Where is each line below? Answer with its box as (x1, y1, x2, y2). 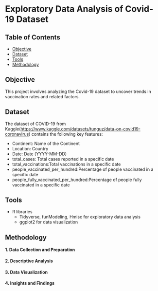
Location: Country (12, 145, 49, 151)
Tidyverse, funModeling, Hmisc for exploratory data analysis (19, 214, 141, 220)
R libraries (12, 209, 33, 215)
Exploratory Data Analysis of (5, 3, 123, 15)
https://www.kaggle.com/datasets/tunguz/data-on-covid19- (20, 126, 141, 132)
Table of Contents (5, 33, 61, 41)
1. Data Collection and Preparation (5, 247, 75, 253)
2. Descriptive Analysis (5, 258, 53, 264)
